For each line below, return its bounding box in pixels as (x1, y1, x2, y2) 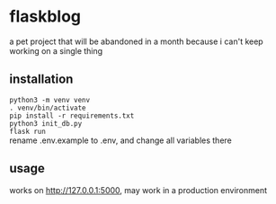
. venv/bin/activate (9, 103, 87, 112)
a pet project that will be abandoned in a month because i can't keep (9, 36, 263, 47)
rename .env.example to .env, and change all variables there (9, 135, 232, 146)
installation (9, 72, 74, 87)
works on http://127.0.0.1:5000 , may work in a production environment (9, 184, 268, 195)
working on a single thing (9, 45, 103, 56)
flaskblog (9, 6, 82, 27)
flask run (9, 127, 47, 136)
